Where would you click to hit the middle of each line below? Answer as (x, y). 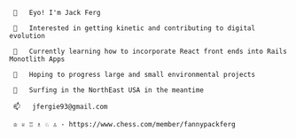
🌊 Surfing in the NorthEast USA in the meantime (108, 90)
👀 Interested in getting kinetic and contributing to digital (134, 28)
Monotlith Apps (37, 59)
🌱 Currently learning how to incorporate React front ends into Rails (150, 51)
